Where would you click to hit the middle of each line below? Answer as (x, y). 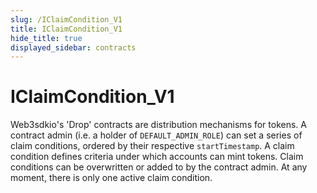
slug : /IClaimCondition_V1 (66, 19)
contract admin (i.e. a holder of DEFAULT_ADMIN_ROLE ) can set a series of (156, 135)
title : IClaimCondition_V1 (66, 29)
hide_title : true (46, 38)
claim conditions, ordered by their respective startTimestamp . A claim (152, 146)
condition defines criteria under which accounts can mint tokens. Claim (157, 157)
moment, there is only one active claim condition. (111, 178)
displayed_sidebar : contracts (73, 47)
